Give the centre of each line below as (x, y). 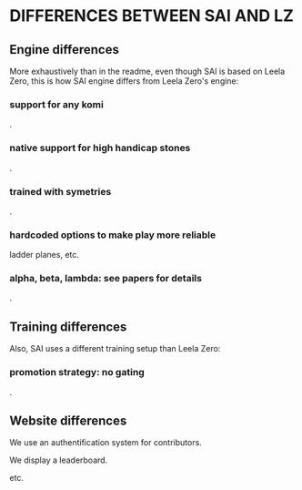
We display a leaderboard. (59, 460)
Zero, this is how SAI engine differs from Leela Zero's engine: (124, 81)
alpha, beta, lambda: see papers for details (106, 279)
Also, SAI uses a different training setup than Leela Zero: (115, 349)
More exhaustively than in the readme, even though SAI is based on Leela (147, 71)
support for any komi (57, 104)
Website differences (68, 420)
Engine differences (65, 50)
